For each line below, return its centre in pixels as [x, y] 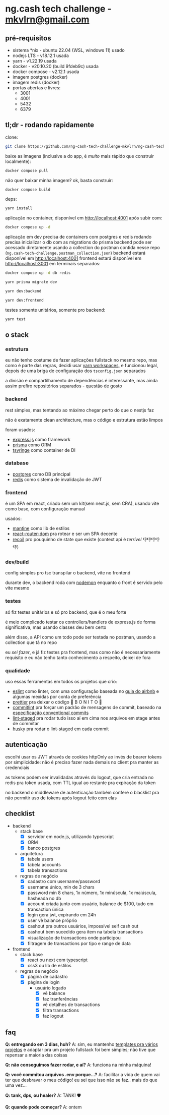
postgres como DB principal [41, 474]
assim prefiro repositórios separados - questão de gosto [64, 386]
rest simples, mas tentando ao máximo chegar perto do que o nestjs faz [80, 410]
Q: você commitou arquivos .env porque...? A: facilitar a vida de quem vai [82, 1075]
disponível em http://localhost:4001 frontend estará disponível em [73, 258]
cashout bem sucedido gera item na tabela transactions [85, 932]
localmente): [18, 161]
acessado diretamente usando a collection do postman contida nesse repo [82, 248]
